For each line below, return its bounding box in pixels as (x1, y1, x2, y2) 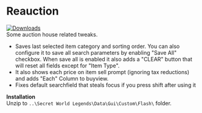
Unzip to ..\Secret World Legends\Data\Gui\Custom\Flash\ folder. (6, 99, 172, 107)
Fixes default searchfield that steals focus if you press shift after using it (15, 81, 197, 89)
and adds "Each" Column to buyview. (15, 75, 109, 82)
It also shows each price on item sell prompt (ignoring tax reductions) (15, 68, 190, 75)
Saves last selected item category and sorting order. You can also (15, 43, 180, 50)
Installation (6, 93, 35, 100)
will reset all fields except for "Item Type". (15, 62, 120, 69)
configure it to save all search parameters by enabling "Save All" (15, 49, 177, 56)
